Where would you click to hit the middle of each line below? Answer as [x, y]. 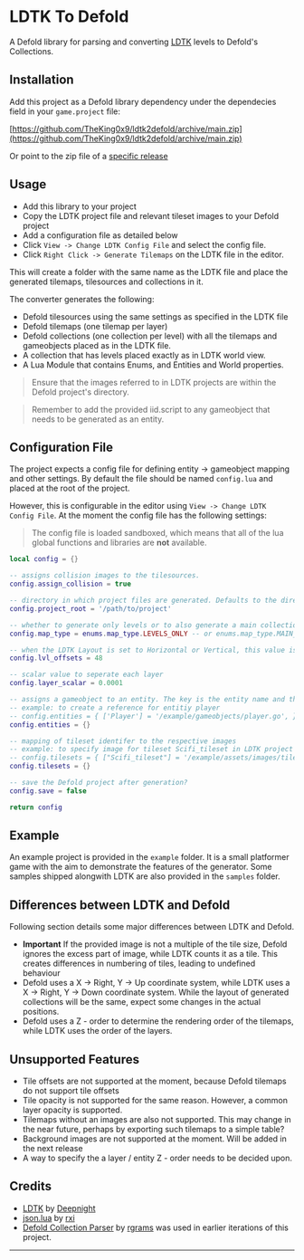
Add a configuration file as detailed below [100, 235]
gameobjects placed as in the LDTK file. [97, 345]
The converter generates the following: [82, 299]
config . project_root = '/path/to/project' [90, 608]
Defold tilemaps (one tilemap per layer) [95, 326]
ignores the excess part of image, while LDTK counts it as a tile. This [150, 954]
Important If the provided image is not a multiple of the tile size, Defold [155, 944]
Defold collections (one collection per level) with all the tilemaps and [150, 336]
